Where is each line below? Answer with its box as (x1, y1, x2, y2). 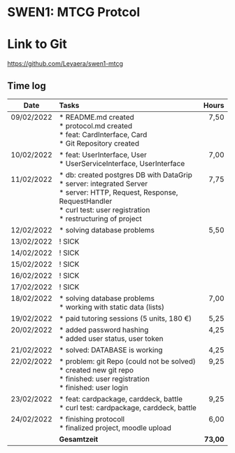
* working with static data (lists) (59, 302, 164, 312)
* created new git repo (59, 365, 134, 375)
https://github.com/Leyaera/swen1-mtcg (7, 60, 124, 68)
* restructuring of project (59, 214, 142, 223)
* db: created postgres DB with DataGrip (59, 169, 192, 179)
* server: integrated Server (59, 179, 148, 188)
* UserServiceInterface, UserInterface (59, 158, 185, 168)
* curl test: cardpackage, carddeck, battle (59, 403, 197, 412)
